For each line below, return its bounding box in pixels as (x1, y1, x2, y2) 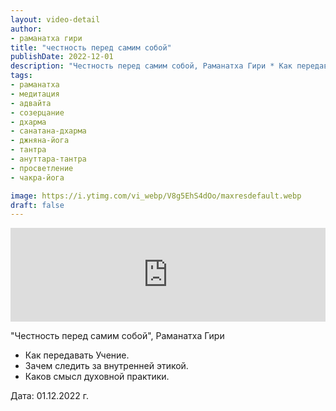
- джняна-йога (10, 136, 70, 146)
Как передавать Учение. (24, 349, 130, 361)
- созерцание (10, 107, 65, 118)
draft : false (10, 200, 65, 210)
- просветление (10, 163, 74, 173)
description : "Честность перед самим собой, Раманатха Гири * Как (10, 61, 293, 71)
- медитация (10, 89, 60, 99)
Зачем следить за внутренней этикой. (24, 360, 189, 372)
